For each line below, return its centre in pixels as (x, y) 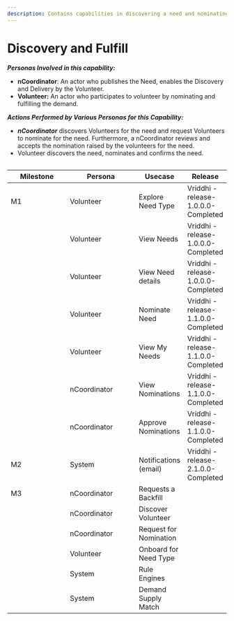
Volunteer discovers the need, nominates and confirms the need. (110, 153)
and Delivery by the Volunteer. (61, 89)
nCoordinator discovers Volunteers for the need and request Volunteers (121, 131)
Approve (153, 422)
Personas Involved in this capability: (61, 68)
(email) (150, 469)
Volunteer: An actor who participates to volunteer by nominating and (116, 96)
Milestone (37, 176)
